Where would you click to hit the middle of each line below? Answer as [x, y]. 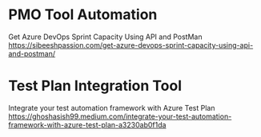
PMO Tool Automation [83, 15]
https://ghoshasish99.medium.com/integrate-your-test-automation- [120, 116]
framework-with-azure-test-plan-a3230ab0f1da [87, 124]
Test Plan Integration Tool [95, 86]
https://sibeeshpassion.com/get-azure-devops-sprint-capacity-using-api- [131, 45]
